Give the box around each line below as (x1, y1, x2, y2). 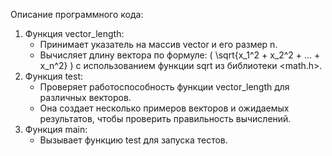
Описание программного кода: (10, 9, 144, 20)
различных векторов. (39, 92, 132, 103)
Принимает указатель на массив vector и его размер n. (39, 39, 278, 50)
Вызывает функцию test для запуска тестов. (39, 134, 228, 146)
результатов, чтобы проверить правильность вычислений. (39, 113, 292, 124)
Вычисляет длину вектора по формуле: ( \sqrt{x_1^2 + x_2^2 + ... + (39, 49, 321, 61)
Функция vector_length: (24, 28, 125, 39)
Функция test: (24, 70, 84, 82)
